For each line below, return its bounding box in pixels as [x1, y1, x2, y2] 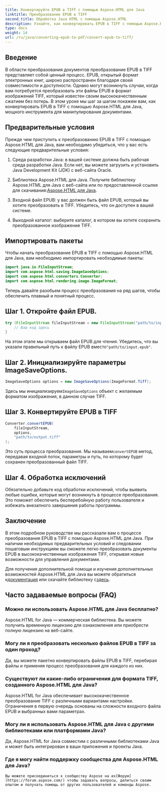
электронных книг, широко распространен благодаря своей [5, 77, 133, 83]
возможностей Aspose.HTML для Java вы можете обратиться [5, 571, 136, 577]
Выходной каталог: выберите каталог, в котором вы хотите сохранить [12, 217, 161, 223]
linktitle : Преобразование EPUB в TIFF [5, 12, 87, 17]
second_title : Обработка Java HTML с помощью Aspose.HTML [5, 16, 127, 21]
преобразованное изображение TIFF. [12, 222, 92, 228]
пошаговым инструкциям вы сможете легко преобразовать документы [5, 546, 157, 552]
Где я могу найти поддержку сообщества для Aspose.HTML [5, 756, 158, 763]
